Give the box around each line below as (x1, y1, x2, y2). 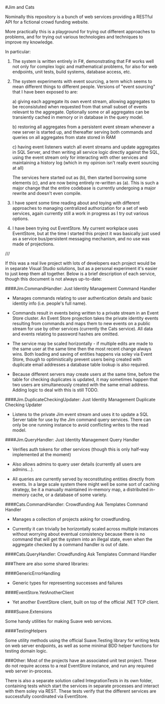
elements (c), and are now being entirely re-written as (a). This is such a (12, 180, 159, 186)
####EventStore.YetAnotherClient (5, 590, 74, 595)
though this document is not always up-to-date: (5, 276, 102, 282)
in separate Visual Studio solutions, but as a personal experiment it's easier (5, 266, 158, 271)
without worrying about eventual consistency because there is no (12, 531, 145, 537)
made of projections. (12, 241, 55, 247)
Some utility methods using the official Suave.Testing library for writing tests (5, 638, 160, 643)
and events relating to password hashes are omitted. (12, 331, 119, 337)
